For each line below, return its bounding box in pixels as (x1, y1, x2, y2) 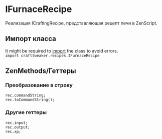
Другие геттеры (5, 109, 47, 116)
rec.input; (5, 120, 28, 125)
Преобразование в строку (5, 81, 73, 88)
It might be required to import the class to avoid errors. (5, 47, 118, 53)
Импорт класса (5, 34, 56, 43)
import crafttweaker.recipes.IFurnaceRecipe (5, 53, 100, 58)
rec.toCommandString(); (5, 97, 55, 102)
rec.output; (5, 124, 30, 129)
